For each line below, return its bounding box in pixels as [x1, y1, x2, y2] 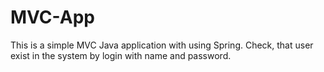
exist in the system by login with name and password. [10, 49, 232, 61]
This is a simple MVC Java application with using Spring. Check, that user [10, 39, 314, 51]
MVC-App [10, 6, 95, 29]
